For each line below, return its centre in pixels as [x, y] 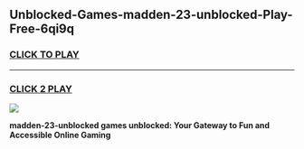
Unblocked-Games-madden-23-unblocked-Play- [151, 15]
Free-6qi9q [42, 29]
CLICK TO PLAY [44, 55]
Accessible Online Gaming [60, 135]
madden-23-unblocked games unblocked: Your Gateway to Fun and [139, 125]
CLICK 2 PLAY [41, 88]
